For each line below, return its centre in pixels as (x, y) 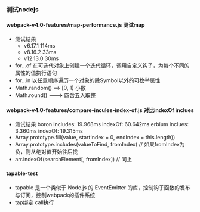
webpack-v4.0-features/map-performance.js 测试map (76, 24)
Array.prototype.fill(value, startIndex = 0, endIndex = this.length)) (95, 138)
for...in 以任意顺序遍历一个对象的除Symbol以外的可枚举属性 (87, 80)
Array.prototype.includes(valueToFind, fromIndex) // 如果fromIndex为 (100, 145)
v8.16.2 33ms (40, 52)
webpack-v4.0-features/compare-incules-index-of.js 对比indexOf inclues (100, 110)
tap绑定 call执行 (34, 202)
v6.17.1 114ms (39, 46)
